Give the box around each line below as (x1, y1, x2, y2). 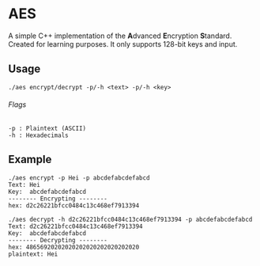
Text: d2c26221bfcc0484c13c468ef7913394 (8, 222, 144, 230)
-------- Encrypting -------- (8, 195, 108, 203)
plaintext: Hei (8, 250, 58, 258)
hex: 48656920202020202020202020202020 (8, 243, 140, 251)
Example (8, 153, 52, 166)
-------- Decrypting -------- (8, 236, 108, 244)
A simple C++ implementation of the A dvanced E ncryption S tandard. (8, 31, 232, 40)
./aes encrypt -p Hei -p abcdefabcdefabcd (8, 173, 150, 182)
